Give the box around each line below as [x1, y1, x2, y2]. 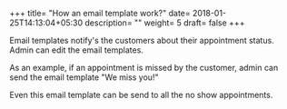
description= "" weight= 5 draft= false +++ [84, 17, 245, 28]
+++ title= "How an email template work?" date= [9, 8, 191, 18]
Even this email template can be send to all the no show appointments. [9, 90, 273, 100]
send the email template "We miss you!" [9, 72, 159, 83]
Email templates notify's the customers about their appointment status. [9, 35, 274, 45]
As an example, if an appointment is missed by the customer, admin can [9, 63, 279, 73]
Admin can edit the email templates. [9, 45, 143, 55]
